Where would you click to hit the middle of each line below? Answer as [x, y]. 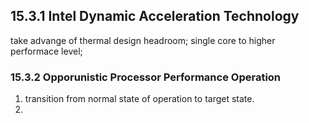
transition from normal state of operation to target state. [139, 99]
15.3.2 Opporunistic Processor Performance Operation [146, 77]
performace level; [46, 51]
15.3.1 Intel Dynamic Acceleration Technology [155, 16]
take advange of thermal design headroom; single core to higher [143, 40]
